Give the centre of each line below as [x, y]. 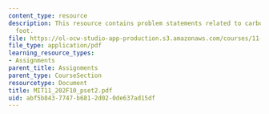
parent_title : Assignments [53, 68]
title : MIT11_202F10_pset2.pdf [60, 90]
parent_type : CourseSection [55, 75]
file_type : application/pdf [55, 46]
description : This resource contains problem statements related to [125, 23]
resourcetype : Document [48, 83]
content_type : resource [48, 16]
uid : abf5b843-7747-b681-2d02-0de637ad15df [82, 98]
